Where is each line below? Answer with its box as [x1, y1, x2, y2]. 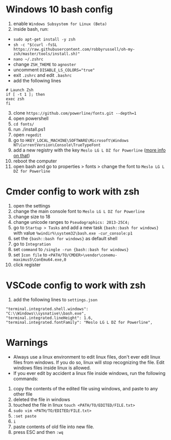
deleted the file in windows [13, 396, 71, 403]
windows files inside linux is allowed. [13, 365, 91, 371]
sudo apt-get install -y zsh [13, 37, 76, 42]
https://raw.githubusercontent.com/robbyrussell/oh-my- [13, 47, 135, 52]
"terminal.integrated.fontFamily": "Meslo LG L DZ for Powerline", [6, 320, 153, 325]
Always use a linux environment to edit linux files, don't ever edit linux [13, 353, 161, 360]
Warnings [6, 337, 48, 348]
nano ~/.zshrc [13, 56, 44, 62]
